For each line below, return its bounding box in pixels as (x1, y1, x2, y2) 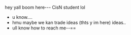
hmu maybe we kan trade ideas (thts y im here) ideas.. (12, 20, 126, 25)
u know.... (12, 14, 32, 20)
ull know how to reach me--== (12, 25, 77, 31)
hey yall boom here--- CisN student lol (5, 5, 86, 10)
